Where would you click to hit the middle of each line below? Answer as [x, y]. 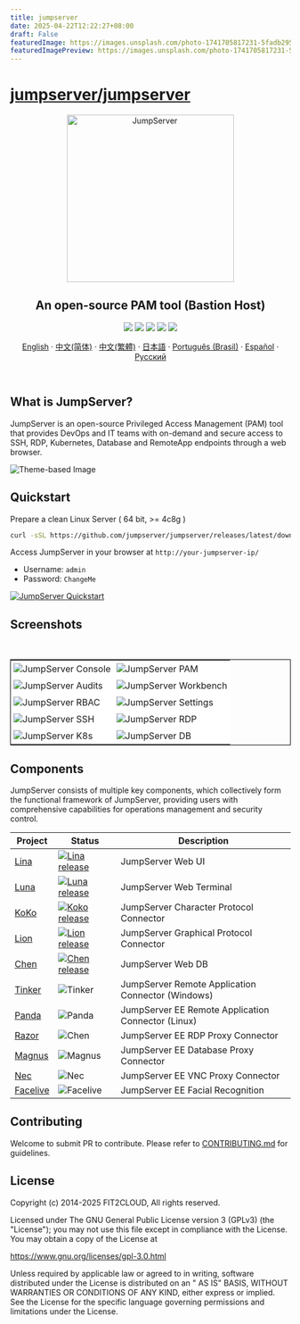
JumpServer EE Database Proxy [187, 1050]
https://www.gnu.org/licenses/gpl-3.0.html [89, 1256]
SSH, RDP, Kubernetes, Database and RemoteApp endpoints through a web [148, 442]
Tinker [28, 990]
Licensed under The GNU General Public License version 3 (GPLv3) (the [142, 1220]
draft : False [34, 34]
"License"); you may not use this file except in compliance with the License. [149, 1229]
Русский [150, 356]
